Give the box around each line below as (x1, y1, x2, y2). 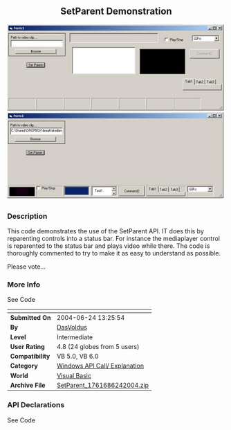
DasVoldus (56, 323, 88, 332)
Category (10, 361, 38, 370)
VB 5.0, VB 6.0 (56, 352, 99, 361)
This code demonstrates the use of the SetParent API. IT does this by (7, 227, 204, 235)
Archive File (10, 381, 46, 389)
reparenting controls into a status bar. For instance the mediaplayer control (7, 235, 220, 243)
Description (7, 211, 48, 221)
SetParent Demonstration (60, 6, 172, 17)
